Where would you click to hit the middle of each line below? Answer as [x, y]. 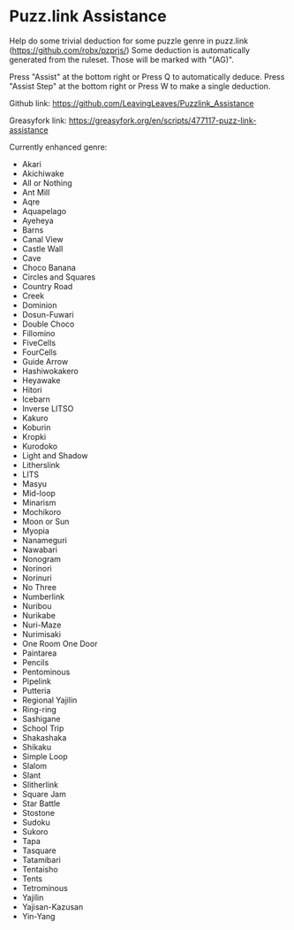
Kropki [34, 436]
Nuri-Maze [41, 625]
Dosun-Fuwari [48, 314]
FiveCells [38, 342]
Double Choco [48, 324]
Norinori [37, 568]
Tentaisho [40, 869]
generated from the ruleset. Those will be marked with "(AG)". [121, 59]
